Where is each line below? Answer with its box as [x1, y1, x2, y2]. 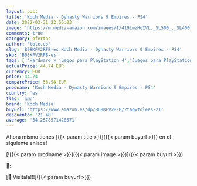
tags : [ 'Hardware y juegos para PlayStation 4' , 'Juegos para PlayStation [6, 57, 193, 63]
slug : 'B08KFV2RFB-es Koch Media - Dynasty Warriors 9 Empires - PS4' [6, 47, 182, 53]
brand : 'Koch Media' [6, 101, 57, 107]
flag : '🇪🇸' [6, 95, 35, 101]
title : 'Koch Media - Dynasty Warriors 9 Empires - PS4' [6, 14, 148, 20]
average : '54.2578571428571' [6, 118, 77, 123]
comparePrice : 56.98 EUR [6, 80, 67, 85]
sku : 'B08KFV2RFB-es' [6, 52, 59, 58]
